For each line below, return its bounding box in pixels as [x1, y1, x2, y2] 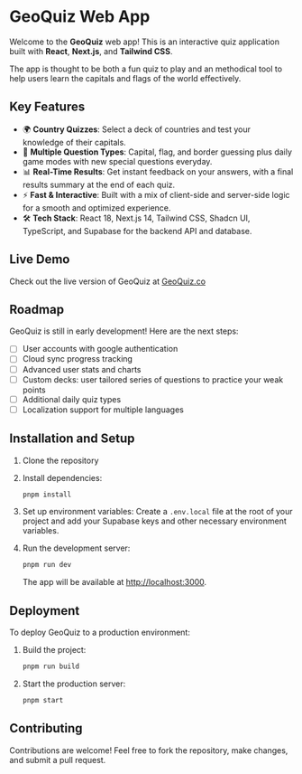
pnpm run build [22, 662, 80, 671]
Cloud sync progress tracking [22, 354, 133, 364]
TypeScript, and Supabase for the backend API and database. [22, 225, 252, 236]
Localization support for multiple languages [22, 404, 185, 415]
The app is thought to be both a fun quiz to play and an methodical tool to [9, 63, 282, 74]
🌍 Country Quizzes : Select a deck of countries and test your [22, 124, 251, 135]
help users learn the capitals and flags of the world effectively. [9, 72, 242, 83]
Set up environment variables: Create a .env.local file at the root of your [22, 506, 293, 517]
